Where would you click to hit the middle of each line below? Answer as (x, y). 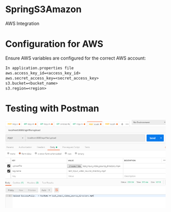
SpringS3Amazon (44, 9)
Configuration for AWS (54, 44)
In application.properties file (39, 68)
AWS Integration (22, 23)
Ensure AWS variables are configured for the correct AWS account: (76, 58)
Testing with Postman (52, 109)
